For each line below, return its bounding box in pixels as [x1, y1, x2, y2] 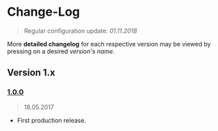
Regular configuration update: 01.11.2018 [23, 27, 138, 35]
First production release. [16, 116, 87, 124]
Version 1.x [7, 67, 56, 78]
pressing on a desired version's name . [7, 47, 115, 55]
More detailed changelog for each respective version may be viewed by [7, 40, 211, 48]
